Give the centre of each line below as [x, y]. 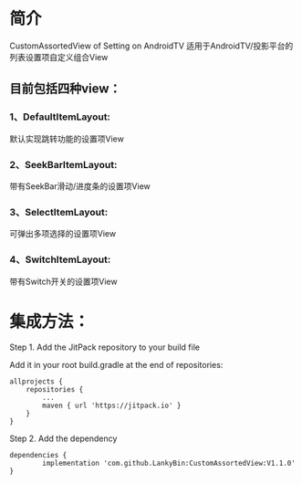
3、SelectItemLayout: [59, 212]
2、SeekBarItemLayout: [63, 164]
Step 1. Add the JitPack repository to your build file [105, 347]
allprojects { [36, 382]
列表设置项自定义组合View [59, 57]
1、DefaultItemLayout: [60, 117]
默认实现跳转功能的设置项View [67, 139]
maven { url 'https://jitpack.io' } [112, 406]
